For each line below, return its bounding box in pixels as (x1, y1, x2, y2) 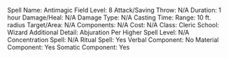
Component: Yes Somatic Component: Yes (7, 43, 130, 51)
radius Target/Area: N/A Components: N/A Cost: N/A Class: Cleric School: (7, 21, 220, 29)
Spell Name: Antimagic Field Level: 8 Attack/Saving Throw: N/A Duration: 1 (7, 6, 222, 14)
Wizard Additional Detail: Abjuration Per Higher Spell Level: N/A (7, 28, 190, 36)
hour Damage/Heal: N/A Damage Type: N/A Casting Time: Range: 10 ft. (7, 13, 211, 22)
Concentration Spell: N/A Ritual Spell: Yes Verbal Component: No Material (7, 36, 219, 44)
